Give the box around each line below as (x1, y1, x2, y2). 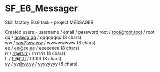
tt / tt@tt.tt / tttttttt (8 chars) (5, 55, 62, 61)
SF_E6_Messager (5, 3, 78, 14)
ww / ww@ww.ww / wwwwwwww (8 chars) (5, 39, 96, 45)
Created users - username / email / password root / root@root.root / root (5, 29, 155, 35)
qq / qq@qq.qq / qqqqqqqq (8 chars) (5, 34, 82, 40)
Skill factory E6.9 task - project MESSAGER (5, 19, 94, 25)
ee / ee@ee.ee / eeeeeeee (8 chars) (5, 45, 80, 51)
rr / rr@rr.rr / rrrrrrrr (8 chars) (5, 50, 66, 56)
